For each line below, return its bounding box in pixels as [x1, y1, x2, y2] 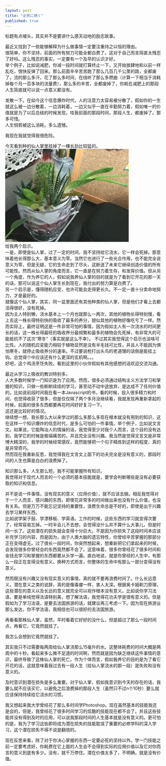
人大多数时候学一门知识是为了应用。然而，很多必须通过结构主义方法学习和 [5, 377, 157, 383]
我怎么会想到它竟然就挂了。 [5, 634, 62, 639]
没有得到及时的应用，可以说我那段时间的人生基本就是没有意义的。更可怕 [13, 715, 161, 721]
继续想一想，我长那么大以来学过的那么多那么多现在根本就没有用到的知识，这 [5, 414, 161, 420]
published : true [5, 18, 39, 23]
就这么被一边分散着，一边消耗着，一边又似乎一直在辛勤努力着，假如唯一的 [5, 104, 157, 110]
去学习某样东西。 [5, 510, 40, 515]
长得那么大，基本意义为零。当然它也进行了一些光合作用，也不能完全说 [18, 255, 161, 261]
